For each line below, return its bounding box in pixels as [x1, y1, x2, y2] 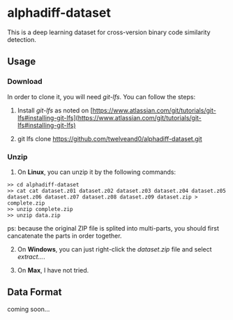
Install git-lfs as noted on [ [17, 106, 93, 115]
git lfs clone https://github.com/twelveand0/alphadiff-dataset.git [17, 134, 202, 143]
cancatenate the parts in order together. [7, 231, 122, 240]
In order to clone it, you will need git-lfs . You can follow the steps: [7, 92, 196, 101]
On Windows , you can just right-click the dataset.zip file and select [17, 245, 212, 253]
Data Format [7, 286, 62, 298]
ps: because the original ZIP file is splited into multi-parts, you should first [7, 224, 220, 232]
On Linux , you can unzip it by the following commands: [17, 168, 176, 176]
